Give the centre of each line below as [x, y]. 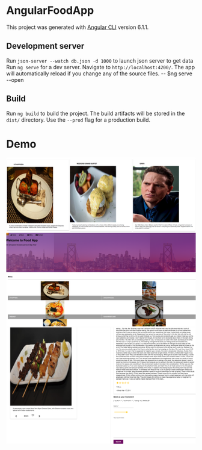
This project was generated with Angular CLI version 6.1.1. [78, 27]
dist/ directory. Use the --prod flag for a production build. [78, 120]
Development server [45, 46]
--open [15, 80]
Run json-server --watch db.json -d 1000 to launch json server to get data [100, 60]
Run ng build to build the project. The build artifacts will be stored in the [96, 113]
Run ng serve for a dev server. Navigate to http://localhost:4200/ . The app [101, 67]
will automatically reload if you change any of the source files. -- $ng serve [99, 73]
